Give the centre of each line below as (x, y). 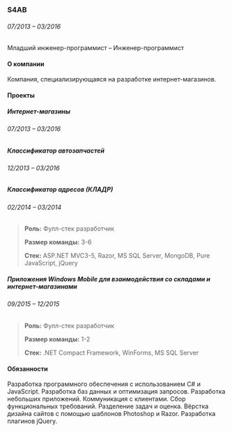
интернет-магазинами (42, 286)
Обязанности (28, 369)
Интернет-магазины (39, 111)
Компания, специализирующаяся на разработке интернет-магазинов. (112, 79)
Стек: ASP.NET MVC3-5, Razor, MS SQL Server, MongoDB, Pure (117, 256)
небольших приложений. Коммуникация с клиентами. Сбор (96, 399)
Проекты (21, 95)
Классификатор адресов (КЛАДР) (60, 190)
